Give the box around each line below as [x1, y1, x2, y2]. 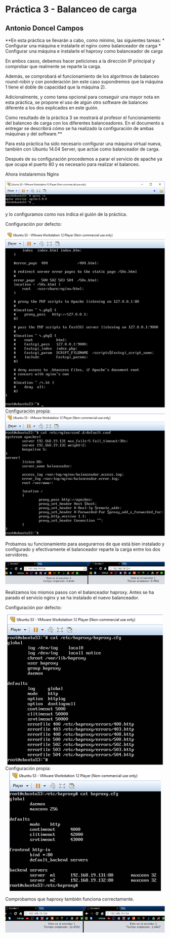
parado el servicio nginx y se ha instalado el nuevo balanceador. [5, 594, 139, 601]
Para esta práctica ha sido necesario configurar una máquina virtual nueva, [5, 141, 162, 146]
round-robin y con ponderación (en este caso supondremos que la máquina [5, 79, 163, 84]
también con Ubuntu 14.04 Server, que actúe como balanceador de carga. [5, 146, 160, 152]
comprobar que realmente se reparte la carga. [5, 64, 102, 69]
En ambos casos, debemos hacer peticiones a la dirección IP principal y [5, 58, 155, 64]
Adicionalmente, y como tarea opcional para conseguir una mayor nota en [5, 94, 160, 100]
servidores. [5, 551, 29, 558]
